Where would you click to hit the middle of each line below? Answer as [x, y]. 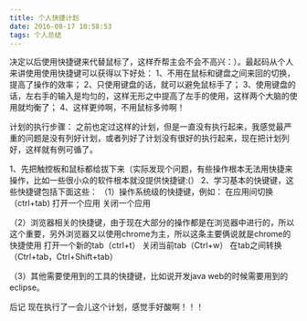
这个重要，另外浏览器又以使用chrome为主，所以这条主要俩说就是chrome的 [150, 234]
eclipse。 [27, 287]
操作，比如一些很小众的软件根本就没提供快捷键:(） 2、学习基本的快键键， [148, 181]
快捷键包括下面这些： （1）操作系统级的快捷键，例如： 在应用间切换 [145, 192]
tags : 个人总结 [36, 35]
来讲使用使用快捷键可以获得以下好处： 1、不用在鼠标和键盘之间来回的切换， [152, 73]
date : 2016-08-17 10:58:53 [61, 26]
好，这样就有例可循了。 [53, 150]
